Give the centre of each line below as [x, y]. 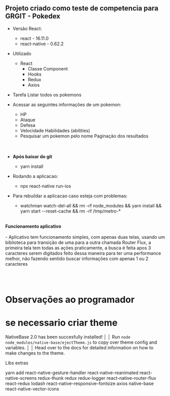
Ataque [28, 120]
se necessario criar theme [61, 323]
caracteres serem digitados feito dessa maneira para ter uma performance [83, 253]
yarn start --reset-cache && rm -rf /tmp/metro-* [70, 211]
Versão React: [27, 28]
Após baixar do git [32, 156]
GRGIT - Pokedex [33, 16]
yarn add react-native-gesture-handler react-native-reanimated [72, 373]
